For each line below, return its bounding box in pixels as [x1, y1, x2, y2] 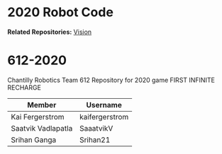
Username [86, 100, 122, 109]
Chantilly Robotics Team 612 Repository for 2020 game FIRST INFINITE [7, 76, 215, 84]
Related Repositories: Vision [7, 28, 92, 36]
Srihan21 [79, 135, 111, 145]
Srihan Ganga [11, 135, 57, 145]
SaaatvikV [79, 123, 113, 133]
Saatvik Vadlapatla [11, 123, 73, 133]
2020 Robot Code [7, 4, 113, 20]
